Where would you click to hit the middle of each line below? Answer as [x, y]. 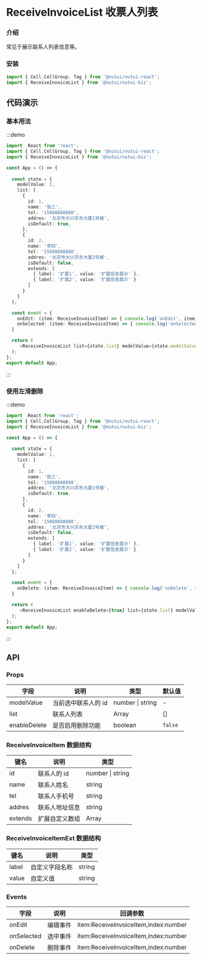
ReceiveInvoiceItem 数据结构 [49, 745]
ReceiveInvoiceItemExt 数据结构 [54, 838]
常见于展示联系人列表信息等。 [43, 47]
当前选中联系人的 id [80, 703]
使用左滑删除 [25, 391]
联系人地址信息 [59, 808]
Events [17, 897]
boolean [125, 725]
